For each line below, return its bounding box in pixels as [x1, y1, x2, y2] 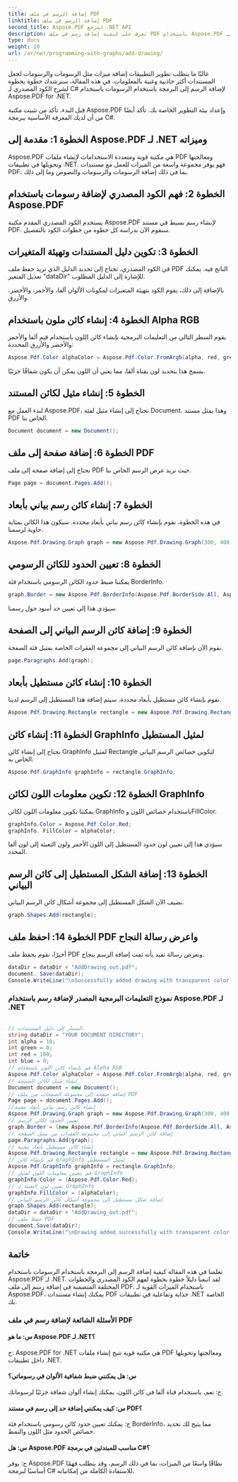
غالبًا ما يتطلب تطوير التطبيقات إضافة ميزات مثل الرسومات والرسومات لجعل [8, 69, 209, 78]
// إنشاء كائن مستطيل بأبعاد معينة [8, 1143, 93, 1151]
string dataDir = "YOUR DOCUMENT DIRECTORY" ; [8, 1031, 144, 1038]
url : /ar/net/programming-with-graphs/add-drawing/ [8, 50, 163, 57]
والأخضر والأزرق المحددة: [8, 341, 74, 349]
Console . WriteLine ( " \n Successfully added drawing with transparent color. [8, 976, 233, 984]
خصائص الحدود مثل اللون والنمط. [8, 1427, 95, 1436]
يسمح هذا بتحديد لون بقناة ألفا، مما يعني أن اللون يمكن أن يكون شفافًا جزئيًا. [8, 367, 206, 375]
